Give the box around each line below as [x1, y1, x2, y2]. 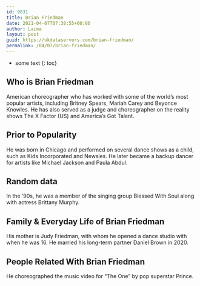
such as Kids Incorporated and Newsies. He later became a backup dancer [6, 152, 194, 159]
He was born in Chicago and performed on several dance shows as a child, [6, 146, 194, 153]
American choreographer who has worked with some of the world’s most [6, 93, 188, 100]
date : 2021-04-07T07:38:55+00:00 [6, 20, 91, 26]
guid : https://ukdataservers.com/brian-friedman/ [6, 37, 135, 43]
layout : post [6, 32, 39, 38]
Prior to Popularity [6, 130, 77, 140]
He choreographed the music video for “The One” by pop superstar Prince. [6, 272, 194, 279]
